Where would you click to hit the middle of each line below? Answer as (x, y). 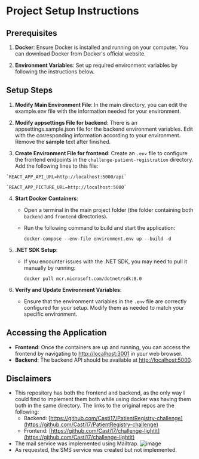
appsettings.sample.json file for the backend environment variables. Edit (104, 129)
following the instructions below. (55, 72)
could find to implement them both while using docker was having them (103, 399)
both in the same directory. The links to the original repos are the (94, 406)
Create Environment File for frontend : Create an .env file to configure (101, 153)
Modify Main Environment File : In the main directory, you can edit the (101, 104)
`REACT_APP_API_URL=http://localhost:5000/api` (67, 177)
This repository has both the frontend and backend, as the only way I (100, 393)
